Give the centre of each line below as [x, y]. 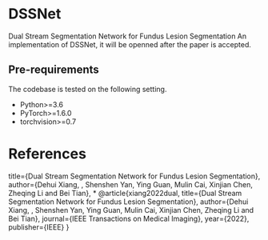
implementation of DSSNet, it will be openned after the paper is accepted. [130, 44]
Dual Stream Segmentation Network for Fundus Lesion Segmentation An [128, 36]
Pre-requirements [54, 70]
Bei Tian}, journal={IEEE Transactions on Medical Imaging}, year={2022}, [129, 218]
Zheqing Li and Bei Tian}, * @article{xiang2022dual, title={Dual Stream [125, 193]
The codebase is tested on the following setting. [88, 89]
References [47, 154]
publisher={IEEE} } [39, 227]
